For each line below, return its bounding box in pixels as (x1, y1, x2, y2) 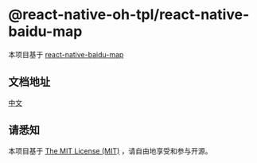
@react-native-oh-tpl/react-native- (8, 6, 250, 24)
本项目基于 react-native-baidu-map (8, 49, 124, 59)
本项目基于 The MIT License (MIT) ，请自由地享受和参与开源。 (8, 146, 212, 156)
